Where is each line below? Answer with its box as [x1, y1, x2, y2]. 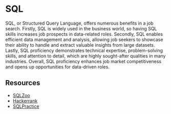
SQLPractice [12, 103, 39, 109]
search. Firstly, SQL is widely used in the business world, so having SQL [5, 25, 157, 31]
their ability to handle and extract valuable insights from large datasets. [5, 42, 155, 48]
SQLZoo [12, 92, 30, 98]
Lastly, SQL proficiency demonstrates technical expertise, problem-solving [5, 47, 163, 53]
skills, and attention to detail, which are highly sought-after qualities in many [5, 52, 166, 59]
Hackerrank [12, 98, 38, 104]
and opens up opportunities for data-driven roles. [5, 64, 110, 70]
